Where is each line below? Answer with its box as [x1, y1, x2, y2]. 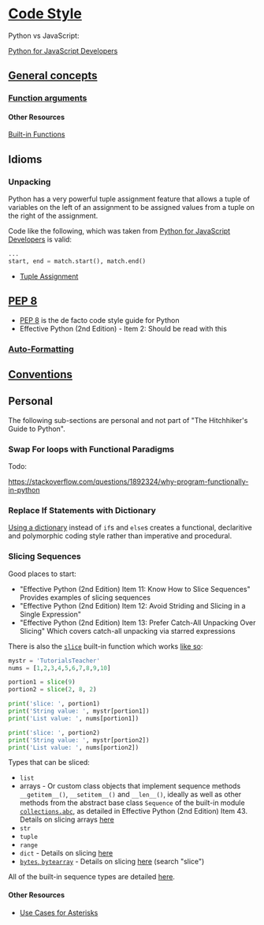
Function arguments [8, 92, 87, 103]
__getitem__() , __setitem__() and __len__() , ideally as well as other [19, 790, 242, 800]
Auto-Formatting [8, 343, 75, 354]
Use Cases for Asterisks [19, 908, 99, 917]
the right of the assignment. [8, 211, 99, 221]
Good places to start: [8, 569, 76, 579]
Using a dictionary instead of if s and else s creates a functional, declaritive [8, 522, 252, 533]
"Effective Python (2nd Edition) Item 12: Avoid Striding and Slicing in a [19, 601, 246, 610]
